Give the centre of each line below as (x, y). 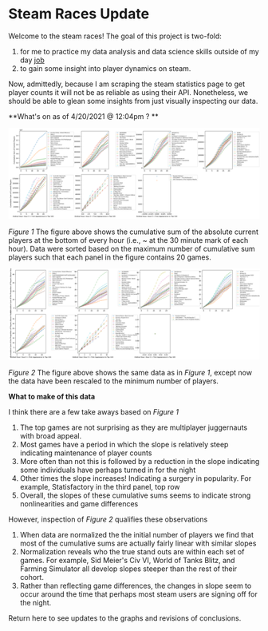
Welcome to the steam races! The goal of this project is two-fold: (115, 36)
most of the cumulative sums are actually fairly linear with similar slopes (138, 543)
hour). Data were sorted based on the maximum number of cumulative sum (132, 249)
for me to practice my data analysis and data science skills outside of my (139, 51)
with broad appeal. (51, 436)
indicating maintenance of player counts (86, 453)
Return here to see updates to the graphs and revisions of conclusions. (125, 618)
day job (32, 60)
